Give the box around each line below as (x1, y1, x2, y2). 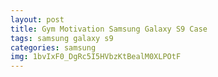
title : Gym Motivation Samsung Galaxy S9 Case (10, 24, 208, 34)
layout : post (10, 14, 65, 25)
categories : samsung (10, 42, 97, 53)
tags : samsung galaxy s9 (10, 33, 114, 43)
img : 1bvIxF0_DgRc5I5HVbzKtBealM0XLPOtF (10, 52, 182, 62)
